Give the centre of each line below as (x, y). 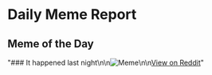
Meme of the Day (51, 44)
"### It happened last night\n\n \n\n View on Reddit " (106, 62)
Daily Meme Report (72, 15)
